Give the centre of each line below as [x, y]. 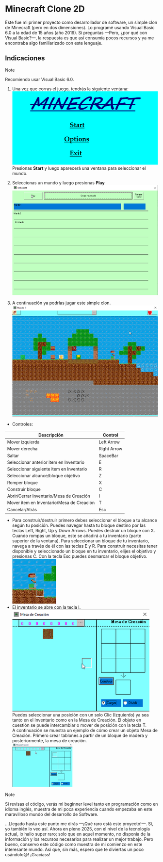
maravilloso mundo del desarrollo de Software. [52, 814]
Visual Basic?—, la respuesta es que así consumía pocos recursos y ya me [80, 38]
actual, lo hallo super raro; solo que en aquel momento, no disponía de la [78, 834]
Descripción [51, 435]
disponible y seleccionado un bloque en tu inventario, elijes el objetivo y [84, 551]
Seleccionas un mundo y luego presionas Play [58, 183]
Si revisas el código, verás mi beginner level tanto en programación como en [81, 804]
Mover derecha [22, 449]
